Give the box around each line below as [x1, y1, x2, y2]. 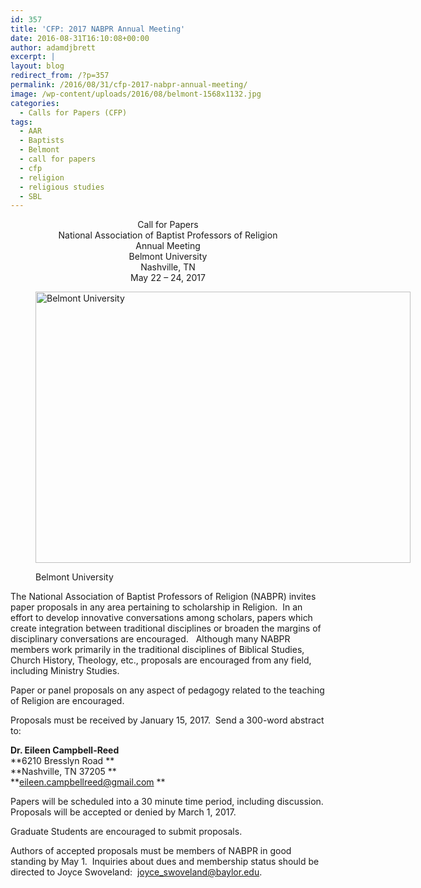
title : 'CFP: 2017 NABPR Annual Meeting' [10, 24, 186, 34]
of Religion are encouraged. [10, 695, 125, 707]
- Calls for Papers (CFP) [19, 107, 128, 118]
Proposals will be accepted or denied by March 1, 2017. [10, 806, 237, 818]
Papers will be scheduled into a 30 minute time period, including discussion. [10, 796, 324, 808]
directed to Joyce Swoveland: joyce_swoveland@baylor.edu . [10, 866, 263, 878]
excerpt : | [10, 52, 56, 62]
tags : [10, 117, 33, 127]
